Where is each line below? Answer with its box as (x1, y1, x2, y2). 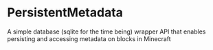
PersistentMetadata (7, 5, 124, 21)
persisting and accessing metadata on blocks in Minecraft (7, 34, 171, 42)
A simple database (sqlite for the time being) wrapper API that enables (7, 27, 206, 36)
